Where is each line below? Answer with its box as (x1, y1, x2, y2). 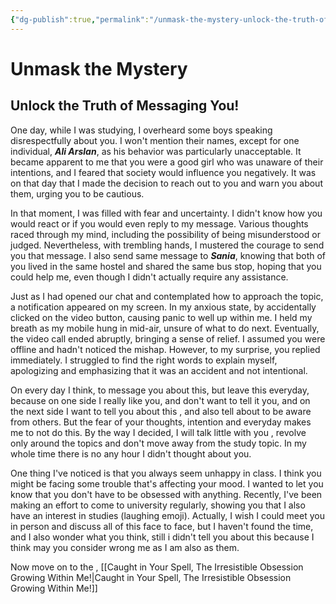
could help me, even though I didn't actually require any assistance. (10, 271, 289, 283)
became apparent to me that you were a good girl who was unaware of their (10, 156, 324, 168)
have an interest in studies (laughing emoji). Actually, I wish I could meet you (10, 509, 325, 521)
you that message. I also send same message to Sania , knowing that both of (10, 249, 327, 261)
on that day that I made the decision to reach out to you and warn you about (10, 177, 323, 189)
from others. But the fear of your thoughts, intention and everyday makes (10, 416, 312, 428)
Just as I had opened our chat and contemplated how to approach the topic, (10, 290, 324, 302)
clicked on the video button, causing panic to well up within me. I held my (10, 311, 313, 323)
